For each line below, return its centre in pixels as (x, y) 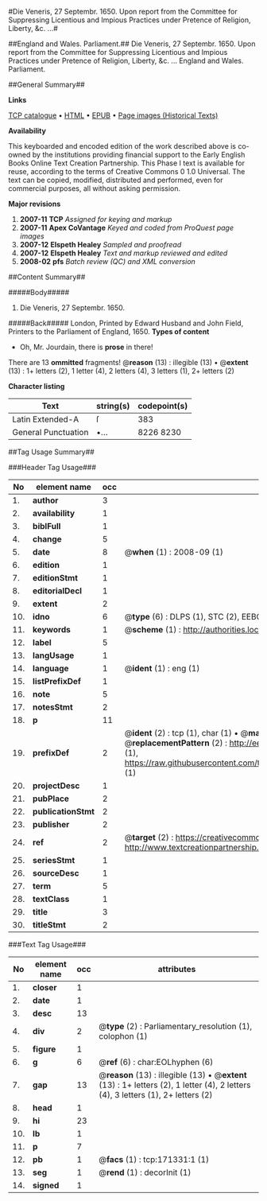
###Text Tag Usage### (47, 944)
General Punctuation (50, 432)
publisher (51, 824)
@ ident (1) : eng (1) (162, 669)
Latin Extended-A (46, 419)
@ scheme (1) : (153, 630)
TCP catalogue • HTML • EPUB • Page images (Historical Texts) (113, 115)
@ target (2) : (149, 837)
